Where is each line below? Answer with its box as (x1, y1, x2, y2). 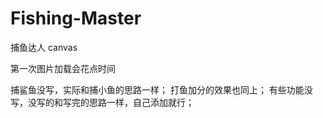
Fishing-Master (10, 7, 142, 30)
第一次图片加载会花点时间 (10, 62, 116, 74)
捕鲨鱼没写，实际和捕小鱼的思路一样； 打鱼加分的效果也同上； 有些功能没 (10, 83, 313, 96)
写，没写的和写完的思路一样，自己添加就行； (10, 96, 195, 108)
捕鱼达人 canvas (10, 41, 78, 53)
